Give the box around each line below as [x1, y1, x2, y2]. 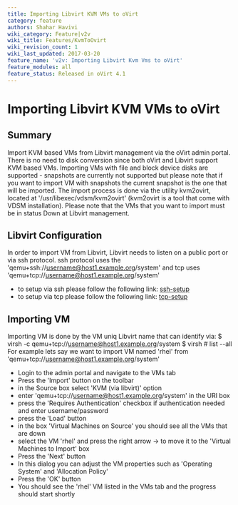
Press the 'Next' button [17, 452, 86, 461]
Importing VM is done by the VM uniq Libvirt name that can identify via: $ [7, 332, 222, 341]
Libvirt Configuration [7, 229, 103, 241]
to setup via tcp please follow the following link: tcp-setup [17, 292, 188, 301]
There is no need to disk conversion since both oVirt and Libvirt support [7, 155, 219, 164]
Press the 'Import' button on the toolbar [17, 376, 134, 385]
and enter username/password [17, 407, 109, 415]
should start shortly [17, 490, 76, 499]
